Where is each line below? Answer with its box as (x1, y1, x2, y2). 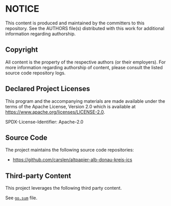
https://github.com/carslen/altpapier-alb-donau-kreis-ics (12, 157, 132, 163)
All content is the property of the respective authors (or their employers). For (5, 59, 166, 65)
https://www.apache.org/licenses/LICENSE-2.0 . (5, 109, 105, 115)
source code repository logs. (5, 70, 66, 76)
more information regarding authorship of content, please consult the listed (5, 64, 163, 70)
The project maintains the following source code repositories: (5, 147, 134, 153)
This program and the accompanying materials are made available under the (5, 98, 165, 104)
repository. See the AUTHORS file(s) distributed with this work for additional (5, 25, 164, 31)
